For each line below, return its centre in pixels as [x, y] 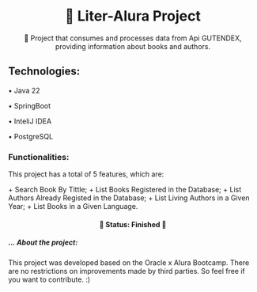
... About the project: [43, 243]
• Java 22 [25, 90]
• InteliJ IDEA [30, 121]
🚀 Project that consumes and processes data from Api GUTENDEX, [133, 38]
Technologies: [44, 72]
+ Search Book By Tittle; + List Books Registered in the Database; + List [125, 190]
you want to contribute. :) [49, 279]
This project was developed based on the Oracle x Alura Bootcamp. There [129, 262]
